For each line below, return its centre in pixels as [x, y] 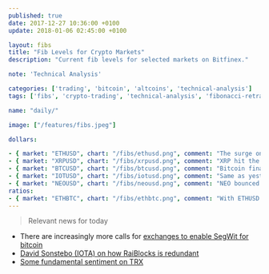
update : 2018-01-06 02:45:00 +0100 [68, 30]
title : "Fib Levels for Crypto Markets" [77, 53]
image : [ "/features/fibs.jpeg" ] [62, 125]
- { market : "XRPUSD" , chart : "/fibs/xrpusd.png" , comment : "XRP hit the [134, 161]
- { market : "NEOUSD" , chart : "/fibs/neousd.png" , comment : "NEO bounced [134, 183]
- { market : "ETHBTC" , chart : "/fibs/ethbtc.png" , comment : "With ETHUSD [134, 198]
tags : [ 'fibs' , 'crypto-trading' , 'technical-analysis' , [105, 96]
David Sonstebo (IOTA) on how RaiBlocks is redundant [109, 253]
